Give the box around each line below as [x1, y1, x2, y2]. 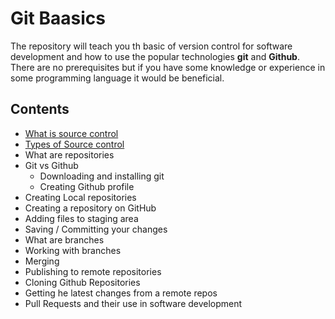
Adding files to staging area [24, 212, 139, 224]
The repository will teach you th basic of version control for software [10, 40, 293, 52]
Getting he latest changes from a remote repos [24, 287, 218, 299]
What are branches [24, 233, 105, 246]
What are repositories [24, 148, 115, 161]
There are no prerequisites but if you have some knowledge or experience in [10, 61, 326, 73]
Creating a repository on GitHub [24, 202, 157, 214]
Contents [10, 101, 70, 118]
